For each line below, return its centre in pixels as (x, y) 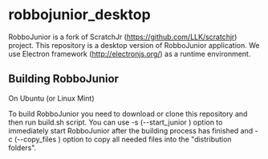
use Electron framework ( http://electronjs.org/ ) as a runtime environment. (130, 54)
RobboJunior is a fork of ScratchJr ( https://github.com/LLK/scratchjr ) (123, 37)
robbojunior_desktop (79, 15)
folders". (22, 147)
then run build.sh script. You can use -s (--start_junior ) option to (116, 122)
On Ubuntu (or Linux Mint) (51, 98)
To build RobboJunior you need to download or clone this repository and (128, 113)
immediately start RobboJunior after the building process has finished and (131, 130)
